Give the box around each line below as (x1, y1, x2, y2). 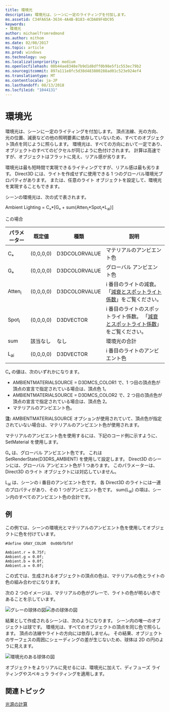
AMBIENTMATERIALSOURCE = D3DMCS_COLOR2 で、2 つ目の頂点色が (12, 392, 162, 398)
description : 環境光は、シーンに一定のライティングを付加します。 (5, 12, 128, 17)
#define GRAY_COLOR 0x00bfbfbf (5, 541, 73, 546)
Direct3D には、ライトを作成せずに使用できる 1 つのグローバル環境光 (15, 171, 158, 177)
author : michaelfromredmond (5, 31, 65, 36)
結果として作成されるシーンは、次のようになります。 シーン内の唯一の (5, 617, 152, 623)
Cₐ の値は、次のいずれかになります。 (5, 369, 82, 375)
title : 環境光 (5, 7, 33, 13)
